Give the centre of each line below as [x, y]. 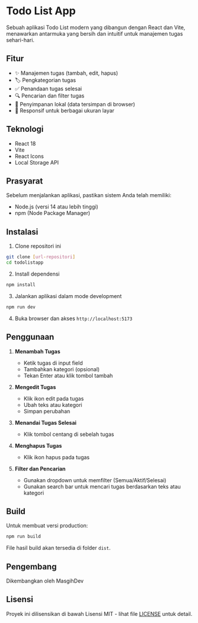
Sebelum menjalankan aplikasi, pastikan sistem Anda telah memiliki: [89, 195]
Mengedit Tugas [35, 387]
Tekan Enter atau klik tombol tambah [68, 375]
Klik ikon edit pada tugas [54, 399]
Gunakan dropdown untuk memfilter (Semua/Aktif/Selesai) [95, 480]
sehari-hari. [20, 40]
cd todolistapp [25, 263]
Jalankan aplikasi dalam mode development [68, 296]
